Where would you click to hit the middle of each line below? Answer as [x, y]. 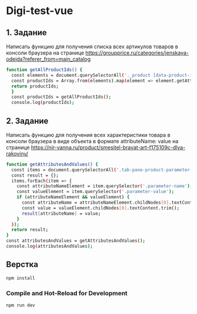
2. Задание [27, 121]
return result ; [30, 230]
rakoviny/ [17, 153]
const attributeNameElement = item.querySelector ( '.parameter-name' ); [105, 186]
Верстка [22, 264]
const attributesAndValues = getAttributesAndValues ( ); [76, 241]
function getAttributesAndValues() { [52, 164]
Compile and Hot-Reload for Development [67, 293]
